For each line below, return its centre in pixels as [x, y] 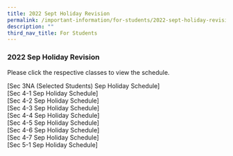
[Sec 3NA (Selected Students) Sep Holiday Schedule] [84, 86]
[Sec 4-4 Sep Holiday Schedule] [53, 115]
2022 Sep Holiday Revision [53, 58]
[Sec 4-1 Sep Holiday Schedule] [53, 93]
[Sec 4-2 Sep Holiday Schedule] [53, 101]
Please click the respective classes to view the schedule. [88, 72]
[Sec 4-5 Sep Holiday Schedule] [53, 123]
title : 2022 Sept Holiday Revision [59, 14]
